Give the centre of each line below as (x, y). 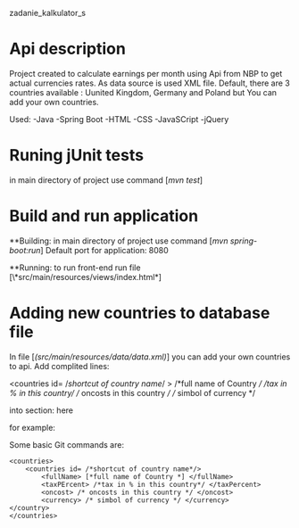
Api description (68, 49)
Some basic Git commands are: (67, 444)
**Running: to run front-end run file (75, 268)
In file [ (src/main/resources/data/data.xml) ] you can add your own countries (150, 357)
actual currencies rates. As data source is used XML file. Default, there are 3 (149, 83)
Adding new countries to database (140, 313)
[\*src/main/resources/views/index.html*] (86, 276)
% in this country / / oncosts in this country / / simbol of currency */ (133, 392)
